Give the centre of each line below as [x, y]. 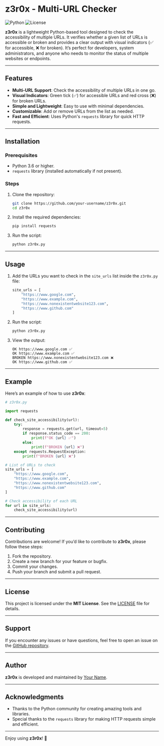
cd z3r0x [21, 208]
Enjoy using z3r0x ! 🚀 [26, 738]
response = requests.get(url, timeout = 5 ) [65, 429]
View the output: [29, 341]
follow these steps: [24, 547]
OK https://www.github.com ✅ [42, 362]
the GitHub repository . [27, 645]
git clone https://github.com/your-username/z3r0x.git [69, 203]
